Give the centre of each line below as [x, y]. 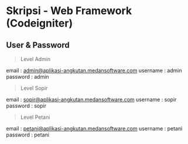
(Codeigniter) [40, 23]
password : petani [28, 135]
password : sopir [26, 106]
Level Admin [35, 59]
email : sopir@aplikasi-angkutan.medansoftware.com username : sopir [91, 99]
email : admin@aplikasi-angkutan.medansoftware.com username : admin [94, 71]
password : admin [28, 77]
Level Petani [35, 117]
